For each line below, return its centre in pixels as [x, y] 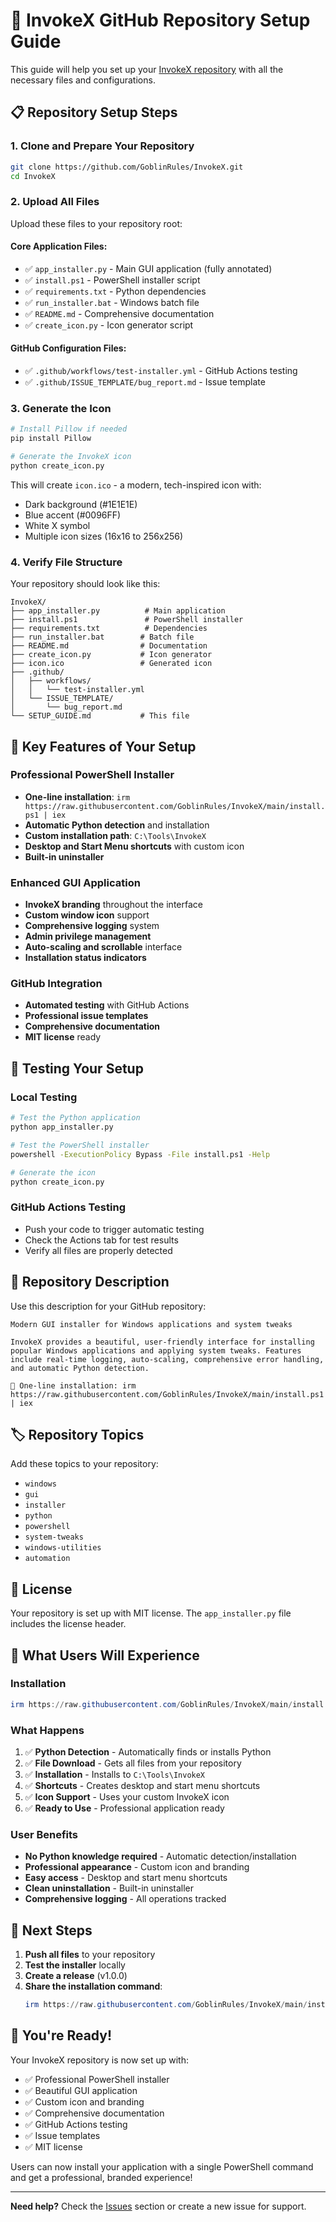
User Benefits [44, 1834]
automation [47, 1559]
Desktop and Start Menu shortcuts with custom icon [134, 846]
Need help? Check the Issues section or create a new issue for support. [158, 2206]
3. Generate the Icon [61, 408]
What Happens [47, 1730]
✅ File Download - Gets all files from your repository [133, 1763]
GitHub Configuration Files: [68, 348]
